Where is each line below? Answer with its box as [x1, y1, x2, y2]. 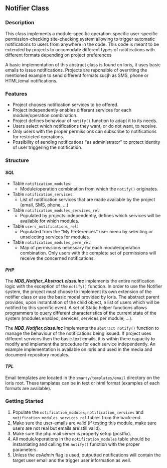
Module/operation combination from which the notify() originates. [20, 186, 158, 192]
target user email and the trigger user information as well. [12, 457, 131, 463]
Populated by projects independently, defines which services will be [20, 213, 161, 219]
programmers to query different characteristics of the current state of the [5, 310, 157, 316]
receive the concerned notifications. [20, 255, 95, 261]
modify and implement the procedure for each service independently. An [5, 341, 156, 347]
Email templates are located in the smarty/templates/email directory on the [5, 375, 160, 381]
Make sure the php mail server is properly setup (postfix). [12, 430, 131, 436]
